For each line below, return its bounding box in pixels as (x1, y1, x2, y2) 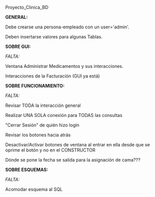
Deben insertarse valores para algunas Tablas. (5, 34, 103, 40)
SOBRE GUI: (5, 44, 31, 50)
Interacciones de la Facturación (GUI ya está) (5, 73, 100, 79)
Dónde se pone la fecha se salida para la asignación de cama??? (5, 157, 141, 163)
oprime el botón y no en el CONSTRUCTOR (5, 147, 96, 153)
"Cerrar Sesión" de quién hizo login (5, 122, 80, 128)
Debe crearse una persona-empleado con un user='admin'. (5, 24, 130, 30)
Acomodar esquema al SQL (5, 186, 63, 192)
